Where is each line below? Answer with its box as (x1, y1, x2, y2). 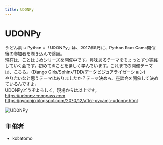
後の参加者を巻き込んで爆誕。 (5, 50, 65, 56)
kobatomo (12, 135, 33, 141)
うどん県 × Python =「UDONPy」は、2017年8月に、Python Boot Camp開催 (5, 45, 156, 50)
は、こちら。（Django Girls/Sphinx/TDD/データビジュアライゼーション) (5, 69, 145, 75)
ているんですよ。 (5, 81, 39, 87)
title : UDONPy (5, 7, 34, 12)
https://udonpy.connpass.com (5, 93, 66, 98)
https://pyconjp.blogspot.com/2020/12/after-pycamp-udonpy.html (5, 97, 138, 103)
